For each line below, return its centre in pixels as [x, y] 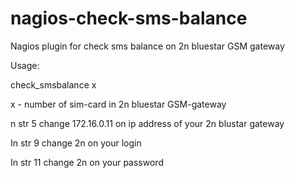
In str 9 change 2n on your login [76, 143]
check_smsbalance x [53, 84]
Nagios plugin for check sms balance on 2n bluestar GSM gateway [147, 46]
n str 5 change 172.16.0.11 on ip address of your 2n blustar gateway [147, 123]
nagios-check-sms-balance [129, 18]
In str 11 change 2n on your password [87, 162]
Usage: [25, 65]
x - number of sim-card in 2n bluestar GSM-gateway [118, 104]
